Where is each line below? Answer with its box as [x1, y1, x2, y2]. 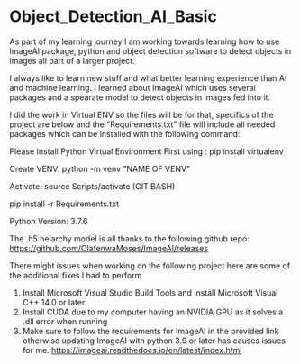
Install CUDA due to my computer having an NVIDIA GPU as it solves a [22, 306, 284, 317]
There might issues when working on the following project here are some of [9, 259, 291, 271]
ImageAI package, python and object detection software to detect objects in [9, 45, 292, 56]
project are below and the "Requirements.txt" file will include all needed [9, 119, 276, 130]
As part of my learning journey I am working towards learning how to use [9, 36, 280, 47]
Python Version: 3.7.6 [9, 215, 88, 226]
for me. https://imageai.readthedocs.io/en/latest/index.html [22, 344, 242, 355]
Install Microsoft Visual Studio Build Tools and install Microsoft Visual [22, 287, 278, 298]
